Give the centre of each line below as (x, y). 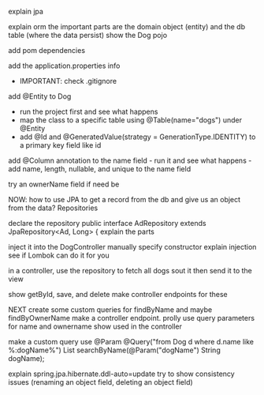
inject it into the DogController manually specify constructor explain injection (132, 247)
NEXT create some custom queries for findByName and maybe (110, 310)
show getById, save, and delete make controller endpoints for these (118, 294)
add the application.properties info (64, 66)
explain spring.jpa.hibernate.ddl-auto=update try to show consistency (121, 374)
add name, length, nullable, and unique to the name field (100, 169)
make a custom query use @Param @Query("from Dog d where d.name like (131, 342)
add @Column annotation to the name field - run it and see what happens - (130, 160)
